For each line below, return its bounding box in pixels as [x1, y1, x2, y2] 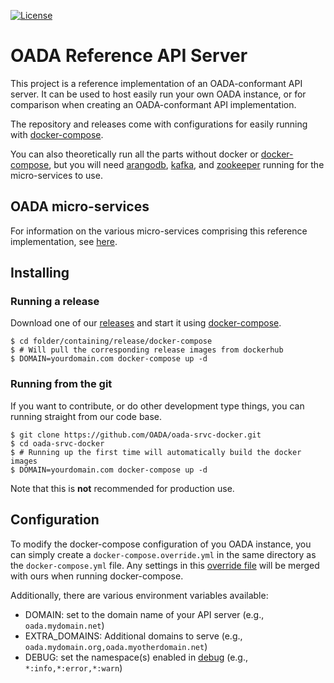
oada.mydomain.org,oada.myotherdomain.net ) [24, 640, 208, 652]
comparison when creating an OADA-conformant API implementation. [10, 98, 297, 110]
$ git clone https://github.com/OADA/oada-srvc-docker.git [10, 430, 262, 440]
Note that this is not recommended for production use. [10, 482, 235, 494]
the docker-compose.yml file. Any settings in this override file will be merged [10, 559, 320, 571]
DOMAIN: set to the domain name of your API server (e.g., [24, 608, 265, 620]
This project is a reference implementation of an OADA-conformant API [10, 77, 303, 89]
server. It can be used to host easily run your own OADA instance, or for [10, 88, 307, 100]
